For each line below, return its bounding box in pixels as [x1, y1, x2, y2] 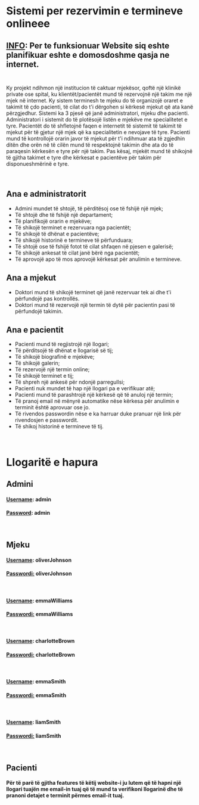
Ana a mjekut [6, 273, 57, 283]
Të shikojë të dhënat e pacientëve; [14, 230, 99, 237]
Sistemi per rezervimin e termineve [6, 4, 184, 18]
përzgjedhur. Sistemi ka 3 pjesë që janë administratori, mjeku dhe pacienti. [6, 110, 189, 117]
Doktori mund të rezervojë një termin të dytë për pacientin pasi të [14, 301, 175, 308]
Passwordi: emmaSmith [6, 691, 67, 698]
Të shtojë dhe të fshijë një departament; [14, 211, 113, 218]
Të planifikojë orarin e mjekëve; [14, 217, 92, 225]
